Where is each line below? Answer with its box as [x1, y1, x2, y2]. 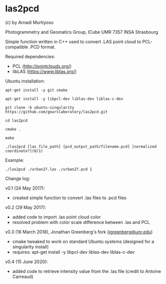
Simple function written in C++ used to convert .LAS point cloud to [5, 38, 142, 45]
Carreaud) [12, 274, 34, 280]
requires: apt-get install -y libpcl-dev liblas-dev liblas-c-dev [12, 249, 135, 255]
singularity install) [12, 244, 49, 250]
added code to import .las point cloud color [12, 214, 101, 220]
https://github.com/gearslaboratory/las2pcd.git [5, 109, 108, 114]
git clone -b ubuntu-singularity [5, 105, 75, 110]
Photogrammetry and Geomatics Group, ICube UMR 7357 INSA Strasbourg [5, 29, 158, 35]
